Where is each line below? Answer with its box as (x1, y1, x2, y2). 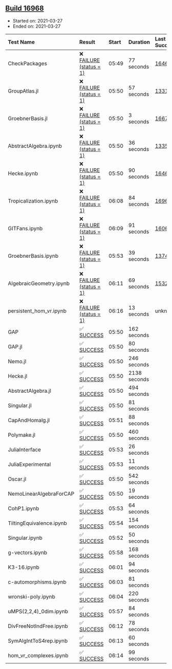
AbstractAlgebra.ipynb (8, 142, 62, 149)
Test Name (8, 38, 35, 46)
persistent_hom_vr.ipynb (8, 307, 67, 314)
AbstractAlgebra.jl (8, 387, 51, 394)
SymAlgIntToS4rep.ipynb (8, 637, 68, 644)
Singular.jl (8, 402, 32, 409)
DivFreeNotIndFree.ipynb (8, 622, 68, 630)
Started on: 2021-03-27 (12, 17, 63, 24)
